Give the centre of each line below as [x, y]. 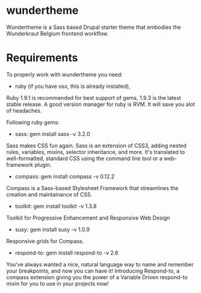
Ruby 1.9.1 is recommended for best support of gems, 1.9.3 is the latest [94, 97]
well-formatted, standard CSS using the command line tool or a [84, 158]
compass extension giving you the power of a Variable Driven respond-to [97, 277]
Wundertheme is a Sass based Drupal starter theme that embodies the [94, 27]
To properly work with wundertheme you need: [65, 74]
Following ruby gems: [33, 122]
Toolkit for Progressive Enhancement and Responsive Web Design [88, 218]
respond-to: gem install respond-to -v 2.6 [66, 253]
